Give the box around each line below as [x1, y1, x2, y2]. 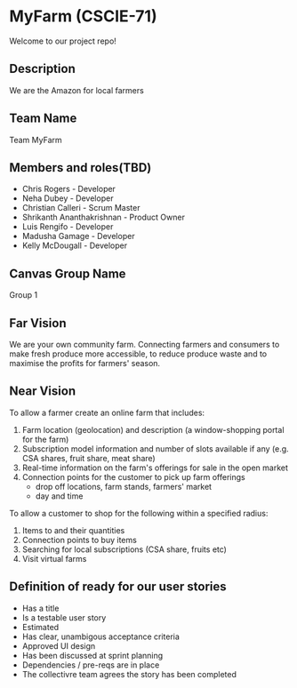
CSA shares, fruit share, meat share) [21, 452, 156, 463]
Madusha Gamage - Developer [21, 231, 135, 242]
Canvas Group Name [9, 266, 126, 281]
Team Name [9, 111, 77, 126]
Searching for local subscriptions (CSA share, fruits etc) [21, 544, 227, 555]
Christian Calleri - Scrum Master [21, 203, 140, 213]
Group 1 [9, 290, 38, 300]
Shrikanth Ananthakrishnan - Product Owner [21, 212, 185, 223]
